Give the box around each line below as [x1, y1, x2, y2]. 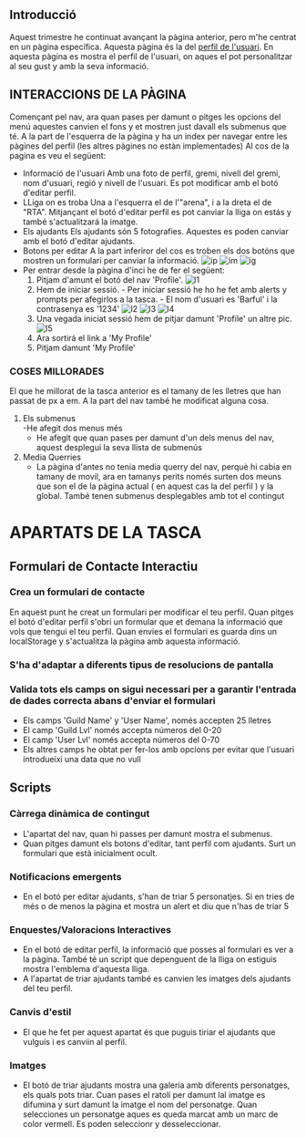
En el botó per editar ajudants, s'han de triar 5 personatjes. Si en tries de [22, 891, 295, 902]
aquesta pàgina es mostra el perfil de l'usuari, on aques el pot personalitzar [9, 50, 293, 62]
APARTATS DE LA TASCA [9, 522, 202, 543]
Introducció [9, 7, 77, 23]
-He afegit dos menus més [22, 422, 123, 433]
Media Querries [22, 451, 82, 462]
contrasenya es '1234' [36, 303, 120, 314]
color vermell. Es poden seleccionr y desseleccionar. [22, 1118, 221, 1129]
